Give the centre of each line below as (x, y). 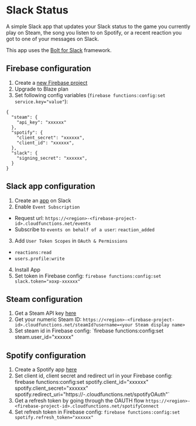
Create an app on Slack (43, 200)
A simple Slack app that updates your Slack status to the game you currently (98, 26)
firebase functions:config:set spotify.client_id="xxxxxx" (81, 382)
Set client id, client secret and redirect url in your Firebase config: (93, 376)
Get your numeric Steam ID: (48, 319)
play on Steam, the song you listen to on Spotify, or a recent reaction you (94, 32)
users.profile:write (39, 259)
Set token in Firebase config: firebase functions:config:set (88, 276)
